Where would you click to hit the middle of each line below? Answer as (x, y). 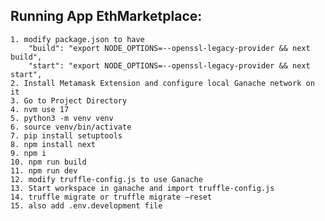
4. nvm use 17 (40, 109)
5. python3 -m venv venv (62, 118)
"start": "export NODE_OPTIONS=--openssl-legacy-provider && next (169, 65)
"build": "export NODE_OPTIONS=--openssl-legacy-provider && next (169, 48)
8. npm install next (53, 144)
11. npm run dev (44, 170)
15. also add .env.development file (86, 205)
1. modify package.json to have (77, 39)
